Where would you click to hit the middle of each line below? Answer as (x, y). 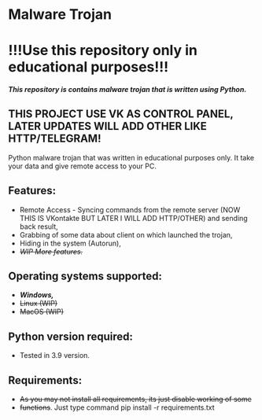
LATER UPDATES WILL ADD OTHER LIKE (107, 126)
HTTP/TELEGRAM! (55, 139)
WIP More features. (51, 251)
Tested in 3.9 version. (55, 356)
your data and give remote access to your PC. (83, 166)
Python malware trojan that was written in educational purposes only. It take (131, 157)
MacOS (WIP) (42, 311)
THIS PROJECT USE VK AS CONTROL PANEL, (121, 114)
